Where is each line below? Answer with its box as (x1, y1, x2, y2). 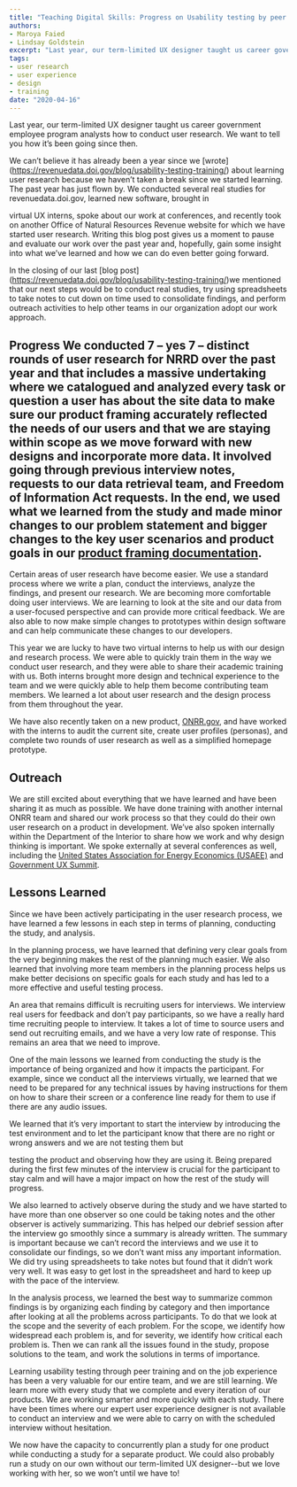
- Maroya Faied (9, 29, 65, 38)
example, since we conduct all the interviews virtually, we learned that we (9, 1073, 278, 1083)
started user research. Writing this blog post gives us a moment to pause (9, 229, 275, 240)
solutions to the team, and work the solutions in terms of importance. (9, 1348, 261, 1359)
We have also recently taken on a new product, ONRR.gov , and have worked (9, 716, 287, 727)
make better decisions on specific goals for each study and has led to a (9, 972, 270, 983)
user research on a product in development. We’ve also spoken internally (9, 822, 276, 833)
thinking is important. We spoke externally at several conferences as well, (9, 840, 278, 851)
